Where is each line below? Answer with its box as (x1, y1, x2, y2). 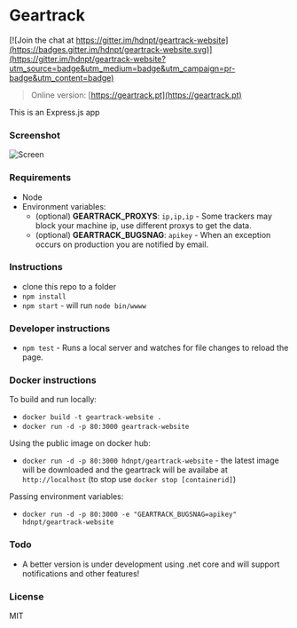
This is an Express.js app (9, 107, 100, 117)
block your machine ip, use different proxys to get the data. (35, 219, 252, 231)
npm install (21, 292, 66, 301)
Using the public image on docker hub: (9, 438, 151, 449)
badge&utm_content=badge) (9, 72, 114, 83)
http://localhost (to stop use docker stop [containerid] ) (21, 474, 237, 485)
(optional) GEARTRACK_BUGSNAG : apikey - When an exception (35, 229, 271, 240)
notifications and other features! (21, 568, 140, 578)
